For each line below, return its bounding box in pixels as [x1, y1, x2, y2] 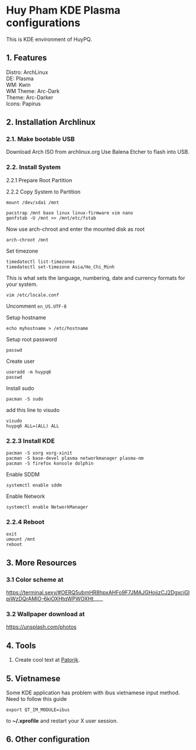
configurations [6, 16, 81, 30]
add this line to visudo [6, 406, 60, 413]
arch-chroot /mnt [6, 237, 49, 243]
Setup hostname [6, 314, 46, 321]
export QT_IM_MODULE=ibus [6, 707, 70, 713]
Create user [6, 358, 35, 365]
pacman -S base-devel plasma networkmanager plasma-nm [6, 455, 144, 462]
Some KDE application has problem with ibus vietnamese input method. [6, 689, 180, 696]
